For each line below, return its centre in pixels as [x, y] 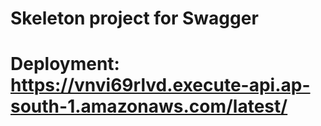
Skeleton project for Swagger [134, 18]
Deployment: [65, 64]
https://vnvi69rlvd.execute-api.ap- [160, 85]
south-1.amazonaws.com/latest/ [149, 106]
